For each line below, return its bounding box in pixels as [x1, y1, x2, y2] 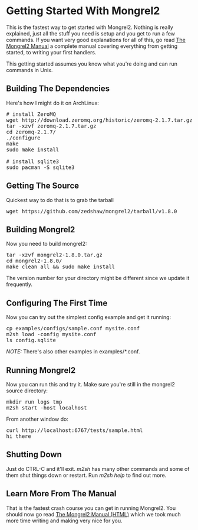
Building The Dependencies [6, 84, 110, 94]
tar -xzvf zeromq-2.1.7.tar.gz [6, 122, 97, 129]
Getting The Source [6, 181, 80, 191]
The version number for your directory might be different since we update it [6, 275, 190, 282]
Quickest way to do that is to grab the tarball [6, 196, 114, 203]
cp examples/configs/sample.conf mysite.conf [6, 325, 140, 332]
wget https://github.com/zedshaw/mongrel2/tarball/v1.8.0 [6, 208, 177, 214]
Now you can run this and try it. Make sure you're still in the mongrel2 [6, 381, 175, 388]
